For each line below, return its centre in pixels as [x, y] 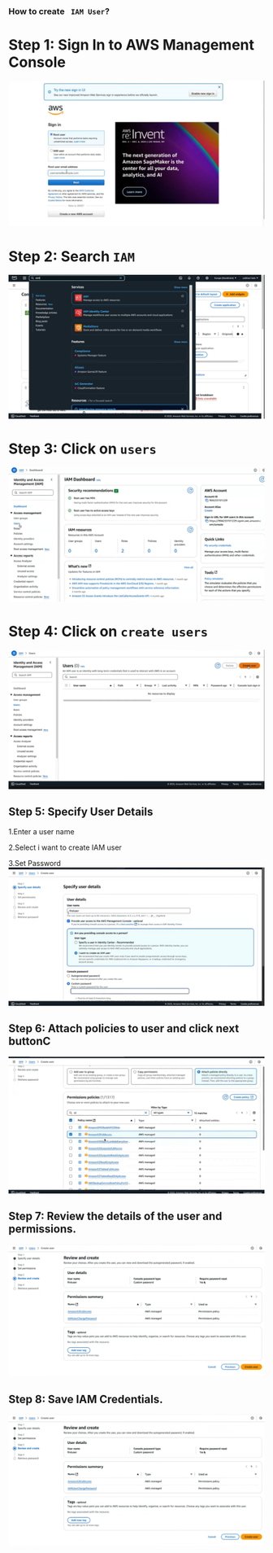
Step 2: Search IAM [72, 257]
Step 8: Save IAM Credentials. [86, 1399]
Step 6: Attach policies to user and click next [124, 1028]
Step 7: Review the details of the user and [115, 1216]
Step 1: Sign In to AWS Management [131, 45]
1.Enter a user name [41, 831]
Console [37, 62]
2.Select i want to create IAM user [65, 847]
